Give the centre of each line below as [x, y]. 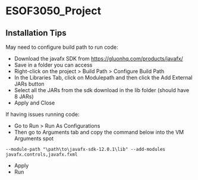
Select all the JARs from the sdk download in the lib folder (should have [102, 90]
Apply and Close [34, 103]
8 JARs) [24, 97]
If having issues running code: [43, 114]
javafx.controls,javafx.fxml [42, 154]
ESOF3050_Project [54, 11]
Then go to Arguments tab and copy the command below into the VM [99, 132]
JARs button [29, 84]
